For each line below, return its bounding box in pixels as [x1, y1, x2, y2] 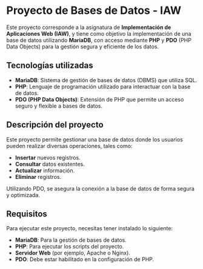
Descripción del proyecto [6, 120, 104, 130]
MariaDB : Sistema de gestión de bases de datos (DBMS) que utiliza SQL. [15, 76, 198, 83]
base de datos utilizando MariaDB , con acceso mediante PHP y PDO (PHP [6, 36, 192, 44]
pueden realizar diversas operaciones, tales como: [6, 142, 133, 149]
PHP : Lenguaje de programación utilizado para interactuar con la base [15, 83, 191, 90]
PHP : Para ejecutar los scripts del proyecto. [15, 243, 124, 250]
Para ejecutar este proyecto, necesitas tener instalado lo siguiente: [6, 225, 173, 232]
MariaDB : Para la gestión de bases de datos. [15, 236, 127, 244]
